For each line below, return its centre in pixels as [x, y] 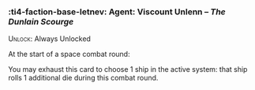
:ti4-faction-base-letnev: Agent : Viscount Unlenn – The [117, 12]
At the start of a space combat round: [69, 54]
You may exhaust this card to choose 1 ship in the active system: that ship [128, 69]
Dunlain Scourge [41, 21]
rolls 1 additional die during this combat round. [83, 78]
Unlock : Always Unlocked [49, 39]
